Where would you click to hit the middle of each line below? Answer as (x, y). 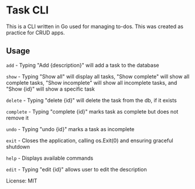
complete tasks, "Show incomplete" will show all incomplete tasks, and (92, 83)
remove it (18, 118)
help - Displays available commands (50, 158)
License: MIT (22, 181)
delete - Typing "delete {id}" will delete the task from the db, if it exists (91, 100)
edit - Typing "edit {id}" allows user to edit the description (77, 169)
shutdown (18, 146)
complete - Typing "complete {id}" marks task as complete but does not (92, 111)
